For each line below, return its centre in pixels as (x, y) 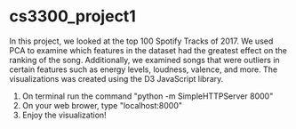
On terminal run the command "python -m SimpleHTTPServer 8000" (148, 96)
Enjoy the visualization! (64, 115)
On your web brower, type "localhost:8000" (102, 105)
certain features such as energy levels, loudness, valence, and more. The (144, 69)
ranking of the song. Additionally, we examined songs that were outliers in (144, 60)
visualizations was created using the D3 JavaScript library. (116, 78)
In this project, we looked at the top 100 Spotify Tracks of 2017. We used (141, 41)
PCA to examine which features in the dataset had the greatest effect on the (148, 50)
